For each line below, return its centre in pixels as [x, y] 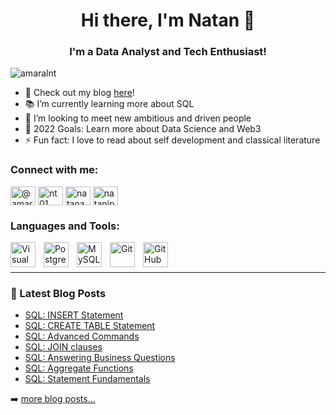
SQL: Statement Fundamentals [87, 379]
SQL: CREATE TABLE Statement [90, 326]
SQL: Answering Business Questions [100, 358]
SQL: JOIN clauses [63, 347]
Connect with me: [54, 170]
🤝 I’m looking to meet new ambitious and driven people [138, 118]
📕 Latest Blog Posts [58, 293]
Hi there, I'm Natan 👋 [168, 20]
